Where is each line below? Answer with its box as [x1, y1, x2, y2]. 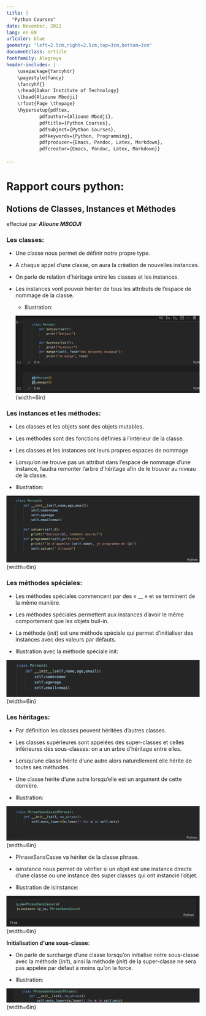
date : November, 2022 [6, 23, 62, 29]
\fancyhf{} [17, 81, 45, 87]
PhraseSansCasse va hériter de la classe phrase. [15, 853, 139, 861]
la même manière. [15, 599, 61, 607]
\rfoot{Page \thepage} [17, 101, 75, 107]
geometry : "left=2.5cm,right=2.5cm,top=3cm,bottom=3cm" [6, 42, 152, 48]
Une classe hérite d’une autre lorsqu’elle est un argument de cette [15, 775, 182, 783]
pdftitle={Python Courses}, [39, 120, 112, 126]
